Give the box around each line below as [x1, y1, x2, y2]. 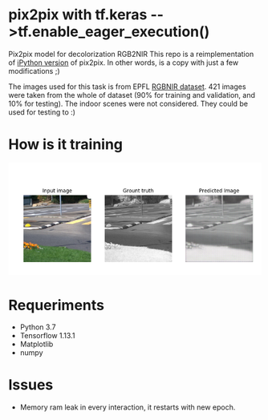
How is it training [8, 135, 123, 154]
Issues [8, 376, 54, 394]
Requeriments [8, 296, 104, 314]
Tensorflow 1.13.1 [19, 331, 75, 341]
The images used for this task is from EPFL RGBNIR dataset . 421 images [8, 82, 246, 91]
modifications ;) [8, 66, 60, 75]
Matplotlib [19, 339, 54, 349]
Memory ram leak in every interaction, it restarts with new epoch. [19, 402, 236, 412]
